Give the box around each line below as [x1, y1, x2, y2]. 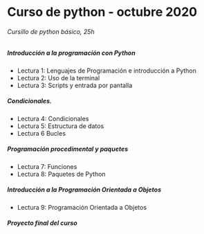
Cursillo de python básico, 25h [7, 27, 95, 35]
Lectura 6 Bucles [17, 129, 66, 137]
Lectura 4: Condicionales [17, 114, 89, 123]
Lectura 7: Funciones [17, 162, 77, 170]
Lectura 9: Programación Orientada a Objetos [17, 203, 147, 211]
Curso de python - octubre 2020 [7, 4, 198, 20]
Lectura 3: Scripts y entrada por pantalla [17, 81, 133, 89]
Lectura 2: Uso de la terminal [17, 73, 100, 82]
